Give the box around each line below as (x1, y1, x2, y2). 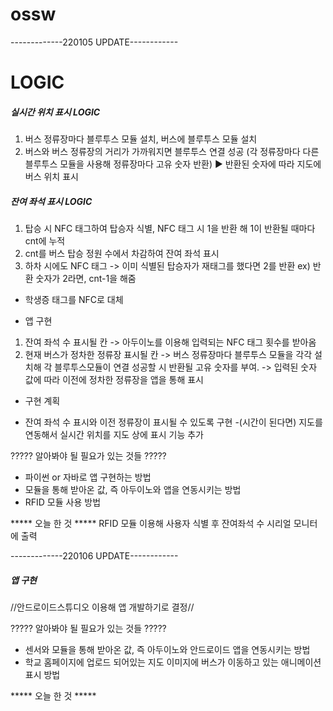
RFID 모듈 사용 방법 (24, 496, 102, 508)
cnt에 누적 (24, 235, 66, 247)
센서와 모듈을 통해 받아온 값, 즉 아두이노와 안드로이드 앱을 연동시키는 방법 (24, 644, 311, 656)
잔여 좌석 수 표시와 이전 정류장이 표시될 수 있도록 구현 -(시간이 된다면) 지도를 (24, 416, 323, 428)
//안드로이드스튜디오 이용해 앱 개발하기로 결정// (10, 601, 195, 613)
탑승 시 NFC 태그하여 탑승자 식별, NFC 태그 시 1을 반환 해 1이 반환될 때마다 (24, 223, 316, 235)
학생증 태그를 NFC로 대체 (24, 294, 124, 306)
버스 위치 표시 (24, 171, 79, 183)
